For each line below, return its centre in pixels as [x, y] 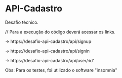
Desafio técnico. [22, 22]
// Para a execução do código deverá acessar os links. [60, 32]
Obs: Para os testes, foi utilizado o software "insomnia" [61, 70]
